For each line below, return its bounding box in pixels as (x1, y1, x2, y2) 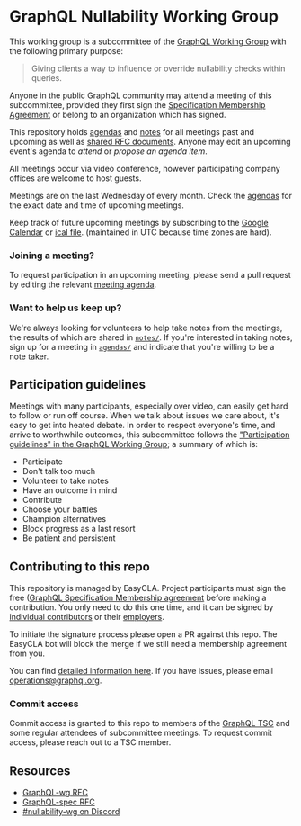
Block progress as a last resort (22, 524, 137, 534)
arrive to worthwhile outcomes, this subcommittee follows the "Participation (9, 429, 290, 440)
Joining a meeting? (9, 249, 94, 262)
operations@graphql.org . (9, 675, 102, 686)
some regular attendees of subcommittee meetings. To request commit (9, 727, 272, 739)
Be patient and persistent (22, 533, 116, 543)
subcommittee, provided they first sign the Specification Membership (9, 99, 266, 110)
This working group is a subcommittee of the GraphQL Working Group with (9, 36, 287, 47)
